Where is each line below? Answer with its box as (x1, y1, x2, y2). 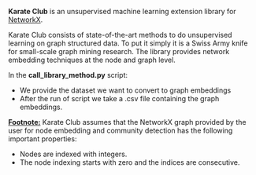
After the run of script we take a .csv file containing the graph (19, 94, 220, 103)
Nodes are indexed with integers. (19, 149, 128, 159)
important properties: (8, 134, 77, 144)
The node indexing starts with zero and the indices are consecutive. (19, 158, 240, 167)
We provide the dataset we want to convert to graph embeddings (19, 86, 232, 95)
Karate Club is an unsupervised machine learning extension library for (8, 7, 236, 16)
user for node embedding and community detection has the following (8, 126, 233, 135)
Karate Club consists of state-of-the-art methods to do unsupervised (8, 31, 232, 39)
